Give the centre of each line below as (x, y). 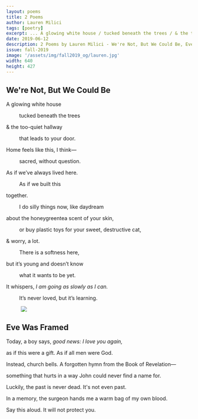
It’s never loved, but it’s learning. (58, 298)
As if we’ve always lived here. (42, 173)
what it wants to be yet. (47, 275)
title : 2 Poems (25, 17)
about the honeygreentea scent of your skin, (60, 218)
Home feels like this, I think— (41, 150)
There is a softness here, (49, 252)
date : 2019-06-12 (27, 39)
